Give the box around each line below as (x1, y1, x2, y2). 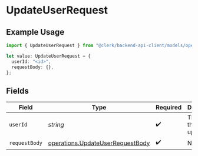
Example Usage (6, 27, 65, 37)
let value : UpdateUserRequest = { (6, 53, 91, 59)
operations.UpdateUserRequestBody (48, 139, 150, 147)
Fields (6, 86, 29, 96)
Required (156, 104, 182, 112)
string (48, 121, 65, 129)
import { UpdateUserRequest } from (6, 42, 94, 48)
